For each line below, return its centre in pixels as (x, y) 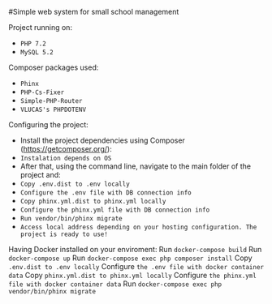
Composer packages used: (54, 67)
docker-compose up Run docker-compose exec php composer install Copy (131, 258)
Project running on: (41, 27)
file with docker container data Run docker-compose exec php (115, 284)
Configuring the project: (49, 124)
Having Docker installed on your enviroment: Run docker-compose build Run (135, 249)
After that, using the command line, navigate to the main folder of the (136, 166)
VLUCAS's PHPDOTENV (53, 109)
